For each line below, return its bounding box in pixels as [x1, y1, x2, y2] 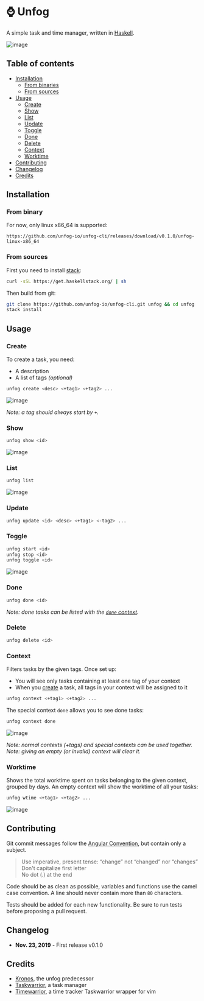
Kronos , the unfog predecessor [15, 975, 94, 982]
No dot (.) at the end [21, 871, 72, 878]
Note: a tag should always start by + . [6, 409, 99, 416]
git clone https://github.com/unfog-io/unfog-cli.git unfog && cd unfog [6, 301, 195, 307]
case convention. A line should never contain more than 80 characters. [6, 889, 183, 896]
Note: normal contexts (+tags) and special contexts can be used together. [6, 741, 193, 748]
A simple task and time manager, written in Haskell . [6, 29, 135, 37]
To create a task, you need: [6, 356, 75, 363]
